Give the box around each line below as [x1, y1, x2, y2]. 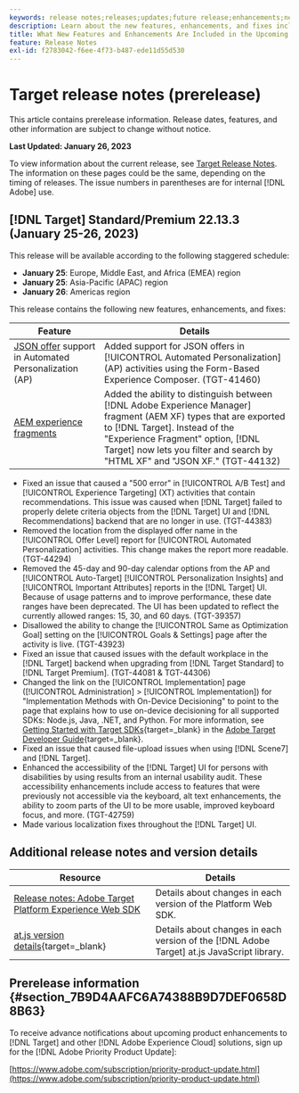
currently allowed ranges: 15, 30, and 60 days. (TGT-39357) [21, 610, 242, 621]
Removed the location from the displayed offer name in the [21, 525, 238, 535]
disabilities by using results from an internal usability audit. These [21, 771, 263, 782]
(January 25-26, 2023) [9, 227, 140, 242]
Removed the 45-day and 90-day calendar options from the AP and [21, 563, 271, 574]
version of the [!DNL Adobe [155, 934, 270, 947]
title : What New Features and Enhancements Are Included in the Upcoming [9, 29, 289, 38]
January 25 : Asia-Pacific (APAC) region [21, 277, 169, 287]
